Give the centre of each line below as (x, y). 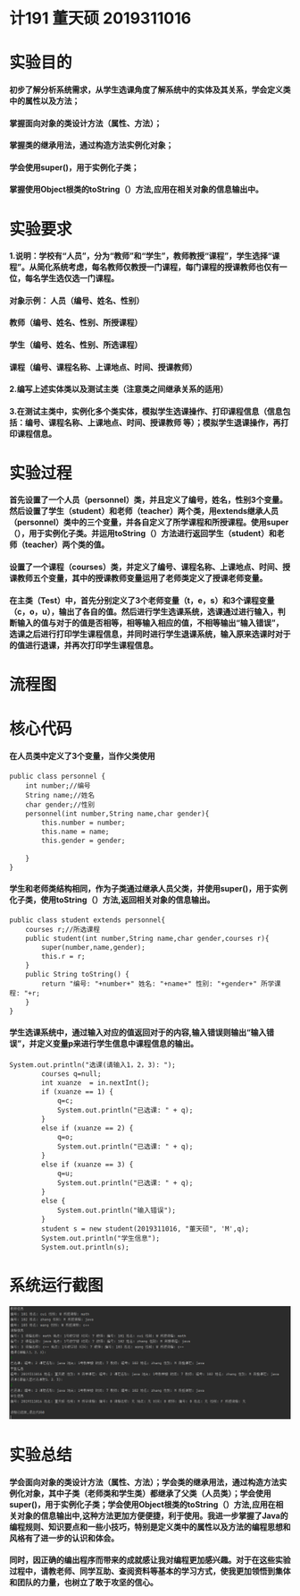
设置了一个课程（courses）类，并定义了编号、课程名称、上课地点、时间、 (146, 567)
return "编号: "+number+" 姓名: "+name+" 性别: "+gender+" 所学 (158, 984)
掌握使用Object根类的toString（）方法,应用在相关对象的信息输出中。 (136, 190)
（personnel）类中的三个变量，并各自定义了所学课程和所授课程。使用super (149, 522)
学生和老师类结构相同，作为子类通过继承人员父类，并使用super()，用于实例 (148, 888)
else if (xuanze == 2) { (87, 1128)
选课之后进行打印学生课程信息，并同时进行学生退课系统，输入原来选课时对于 (150, 634)
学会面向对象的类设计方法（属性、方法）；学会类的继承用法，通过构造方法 (144, 1481)
